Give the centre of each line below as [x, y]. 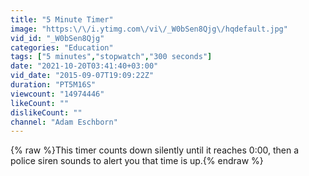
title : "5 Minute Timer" [62, 19]
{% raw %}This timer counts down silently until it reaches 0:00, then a [155, 150]
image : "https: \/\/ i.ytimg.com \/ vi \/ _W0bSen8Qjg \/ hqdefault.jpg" [149, 29]
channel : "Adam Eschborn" [64, 122]
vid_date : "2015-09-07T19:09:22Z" [82, 76]
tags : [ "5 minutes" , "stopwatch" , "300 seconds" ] [111, 57]
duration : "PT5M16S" [53, 85]
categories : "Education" [62, 47]
